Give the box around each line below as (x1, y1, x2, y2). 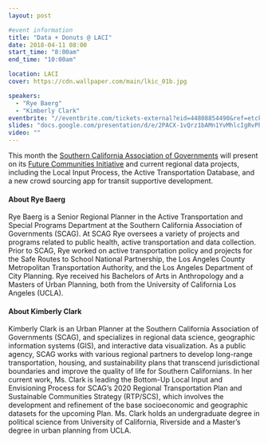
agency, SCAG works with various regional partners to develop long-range (8, 350, 253, 359)
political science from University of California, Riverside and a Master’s (8, 418, 241, 427)
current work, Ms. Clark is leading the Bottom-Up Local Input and (8, 375, 223, 385)
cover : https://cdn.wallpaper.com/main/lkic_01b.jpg (8, 77, 187, 85)
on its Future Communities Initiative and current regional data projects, (8, 159, 240, 168)
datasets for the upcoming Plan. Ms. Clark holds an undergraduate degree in (8, 409, 260, 418)
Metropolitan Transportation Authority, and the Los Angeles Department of (8, 263, 254, 272)
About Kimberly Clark (8, 306, 82, 316)
